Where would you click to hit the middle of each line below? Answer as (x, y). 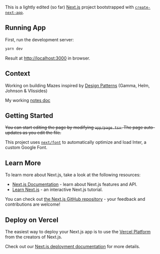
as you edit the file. (42, 133)
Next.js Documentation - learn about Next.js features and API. (75, 185)
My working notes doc (28, 100)
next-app (14, 13)
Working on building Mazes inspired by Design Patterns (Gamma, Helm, (78, 85)
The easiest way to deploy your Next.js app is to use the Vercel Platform (78, 231)
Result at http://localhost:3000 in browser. (48, 58)
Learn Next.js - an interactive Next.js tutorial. (57, 190)
